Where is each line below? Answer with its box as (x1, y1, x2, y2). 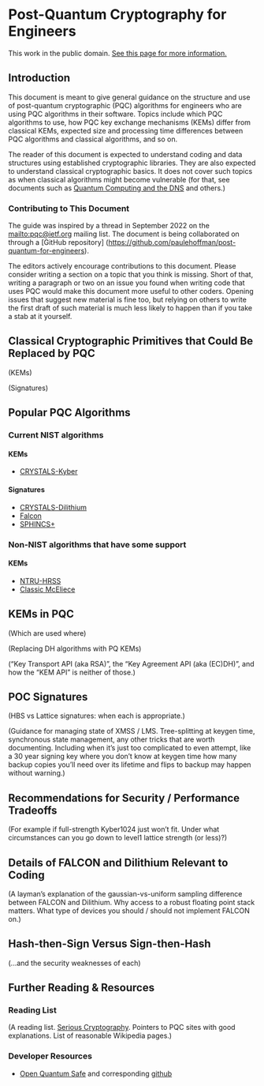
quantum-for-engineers (8, 246, 85, 256)
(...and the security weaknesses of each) (8, 958, 141, 968)
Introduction (8, 71, 71, 85)
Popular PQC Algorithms (8, 406, 132, 419)
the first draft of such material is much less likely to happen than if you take (8, 303, 253, 313)
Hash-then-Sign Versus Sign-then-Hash (8, 938, 211, 951)
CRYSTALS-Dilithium (19, 502, 87, 512)
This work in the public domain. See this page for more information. (8, 48, 227, 58)
